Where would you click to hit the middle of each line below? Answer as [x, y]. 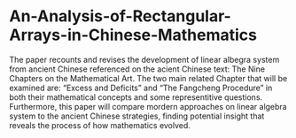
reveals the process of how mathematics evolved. [100, 125]
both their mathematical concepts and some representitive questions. [136, 97]
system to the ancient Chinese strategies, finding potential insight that [137, 116]
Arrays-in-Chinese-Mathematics [133, 35]
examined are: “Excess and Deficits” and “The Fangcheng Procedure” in [141, 88]
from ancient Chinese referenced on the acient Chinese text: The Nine [137, 69]
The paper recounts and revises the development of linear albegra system [144, 59]
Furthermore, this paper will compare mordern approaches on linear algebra [148, 106]
